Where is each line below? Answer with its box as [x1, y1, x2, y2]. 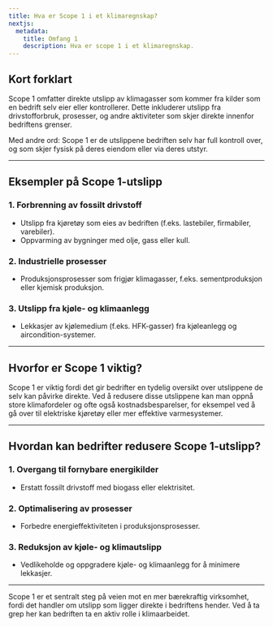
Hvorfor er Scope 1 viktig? [8, 361, 142, 374]
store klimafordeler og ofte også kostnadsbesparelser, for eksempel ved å [8, 400, 256, 410]
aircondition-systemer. [19, 330, 96, 339]
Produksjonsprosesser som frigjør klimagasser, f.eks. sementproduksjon [19, 274, 262, 283]
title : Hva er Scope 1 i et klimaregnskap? [8, 11, 158, 20]
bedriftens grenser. [8, 119, 73, 129]
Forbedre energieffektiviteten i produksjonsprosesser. [19, 521, 201, 531]
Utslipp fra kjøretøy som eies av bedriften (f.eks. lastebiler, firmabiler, [19, 218, 252, 227]
